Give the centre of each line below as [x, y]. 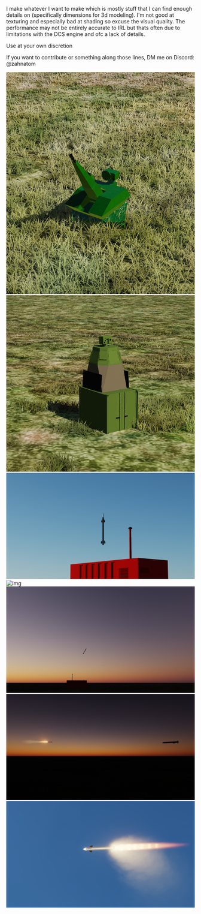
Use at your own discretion [39, 46]
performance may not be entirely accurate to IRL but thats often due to [93, 28]
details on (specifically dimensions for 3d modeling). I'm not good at [90, 15]
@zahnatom [21, 64]
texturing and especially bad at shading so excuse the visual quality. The [96, 21]
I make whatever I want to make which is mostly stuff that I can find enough [99, 9]
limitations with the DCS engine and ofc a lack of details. [76, 34]
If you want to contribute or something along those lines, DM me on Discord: [100, 57]
